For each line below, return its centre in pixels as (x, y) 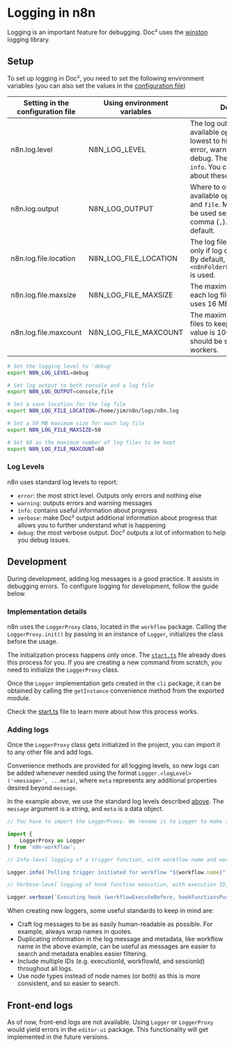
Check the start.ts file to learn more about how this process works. (103, 711)
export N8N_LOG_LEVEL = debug (48, 373)
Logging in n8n (52, 13)
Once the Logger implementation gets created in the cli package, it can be (114, 683)
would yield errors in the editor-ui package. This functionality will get (108, 1030)
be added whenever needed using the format (72, 773)
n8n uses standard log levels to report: (63, 481)
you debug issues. (44, 540)
